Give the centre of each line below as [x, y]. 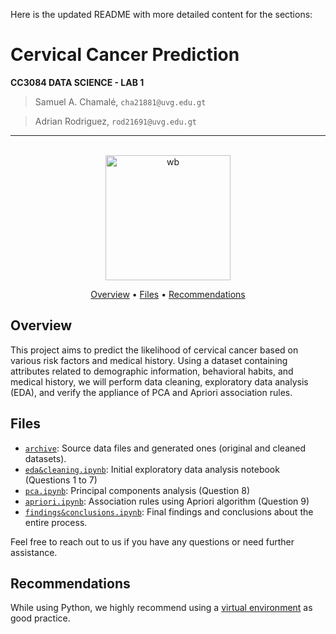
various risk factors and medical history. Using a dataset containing [149, 360]
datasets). [45, 458]
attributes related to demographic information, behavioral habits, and [152, 371]
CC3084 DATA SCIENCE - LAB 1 [77, 82]
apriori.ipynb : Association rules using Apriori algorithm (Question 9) [167, 501]
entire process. [56, 522]
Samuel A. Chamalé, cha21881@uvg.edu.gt [120, 101]
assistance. [34, 552]
